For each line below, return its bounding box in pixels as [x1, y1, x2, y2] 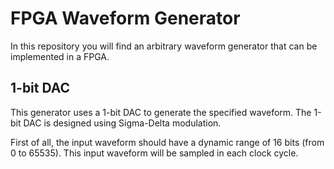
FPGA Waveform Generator [10, 7, 241, 30]
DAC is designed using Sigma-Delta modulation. [23, 117, 222, 129]
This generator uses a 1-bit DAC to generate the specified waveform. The [10, 106, 312, 118]
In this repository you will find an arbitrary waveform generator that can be [10, 40, 318, 52]
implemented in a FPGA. [10, 50, 110, 62]
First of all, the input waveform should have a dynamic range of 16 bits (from [10, 136, 325, 148]
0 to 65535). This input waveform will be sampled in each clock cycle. [10, 147, 299, 159]
